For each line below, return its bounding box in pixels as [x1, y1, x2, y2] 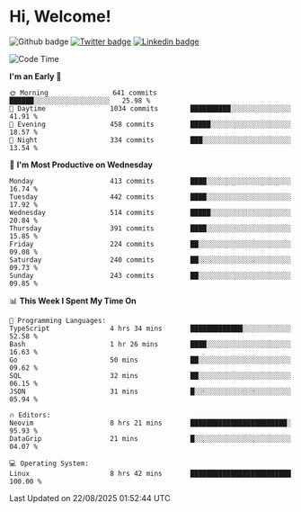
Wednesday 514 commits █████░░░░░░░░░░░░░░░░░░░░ [9, 208, 292, 217]
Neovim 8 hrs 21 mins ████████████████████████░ [9, 418, 292, 427]
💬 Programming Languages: [9, 316, 106, 325]
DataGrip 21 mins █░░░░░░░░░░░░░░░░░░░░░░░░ [9, 434, 292, 443]
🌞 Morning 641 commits [9, 88, 157, 97]
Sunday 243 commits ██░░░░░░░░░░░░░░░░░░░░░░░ [9, 271, 292, 280]
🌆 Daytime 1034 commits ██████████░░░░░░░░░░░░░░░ [9, 103, 292, 113]
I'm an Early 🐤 [9, 70, 62, 82]
